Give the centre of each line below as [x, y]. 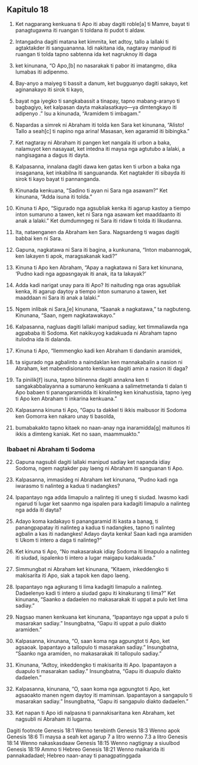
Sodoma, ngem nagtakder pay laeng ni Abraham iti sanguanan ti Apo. [100, 469]
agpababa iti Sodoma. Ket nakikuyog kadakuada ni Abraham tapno [96, 333]
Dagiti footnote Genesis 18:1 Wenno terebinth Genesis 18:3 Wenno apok [93, 731]
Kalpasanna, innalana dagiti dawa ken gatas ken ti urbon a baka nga [98, 166]
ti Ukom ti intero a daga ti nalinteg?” [58, 540]
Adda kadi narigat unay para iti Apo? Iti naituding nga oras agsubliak [98, 285]
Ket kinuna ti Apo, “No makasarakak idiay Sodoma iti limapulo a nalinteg [102, 552]
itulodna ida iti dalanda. [43, 339]
